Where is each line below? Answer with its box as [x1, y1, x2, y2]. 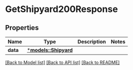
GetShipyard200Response [5, 3, 118, 15]
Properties [5, 23, 39, 32]
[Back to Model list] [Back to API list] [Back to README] [5, 59, 120, 65]
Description [77, 38, 106, 45]
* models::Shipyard [26, 46, 73, 53]
